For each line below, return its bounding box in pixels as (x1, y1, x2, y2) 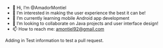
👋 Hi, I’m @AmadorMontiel (12, 5, 67, 10)
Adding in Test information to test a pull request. (5, 38, 104, 43)
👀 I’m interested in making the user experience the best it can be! (12, 10, 146, 16)
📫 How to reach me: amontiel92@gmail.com (12, 26, 104, 32)
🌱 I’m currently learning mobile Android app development (12, 15, 130, 21)
